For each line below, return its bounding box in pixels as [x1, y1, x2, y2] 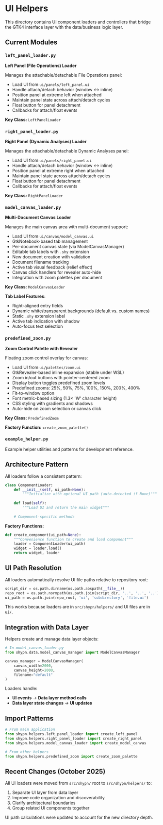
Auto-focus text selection [12, 323, 63, 329]
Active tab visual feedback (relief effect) [12, 264, 93, 270]
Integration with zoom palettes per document [12, 275, 102, 281]
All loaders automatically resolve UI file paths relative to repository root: [5, 576, 148, 583]
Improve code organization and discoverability [12, 795, 105, 801]
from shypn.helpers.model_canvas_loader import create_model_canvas [5, 741, 147, 745]
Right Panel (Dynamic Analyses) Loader [5, 138, 87, 144]
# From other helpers [5, 749, 49, 754]
